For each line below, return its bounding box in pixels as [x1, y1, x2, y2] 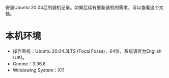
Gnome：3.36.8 [12, 60, 46, 67]
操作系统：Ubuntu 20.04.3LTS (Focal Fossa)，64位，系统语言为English [12, 48, 162, 54]
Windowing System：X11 [12, 67, 65, 73]
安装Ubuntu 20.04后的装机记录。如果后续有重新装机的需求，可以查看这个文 [5, 5, 164, 10]
